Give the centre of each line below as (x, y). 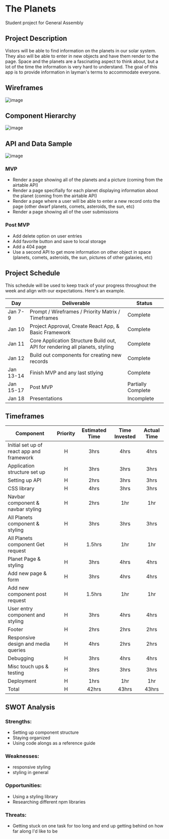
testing (16, 673)
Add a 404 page (29, 247)
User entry (20, 608)
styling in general (30, 773)
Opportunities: (23, 786)
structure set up (26, 472)
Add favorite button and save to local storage (59, 241)
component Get (26, 545)
